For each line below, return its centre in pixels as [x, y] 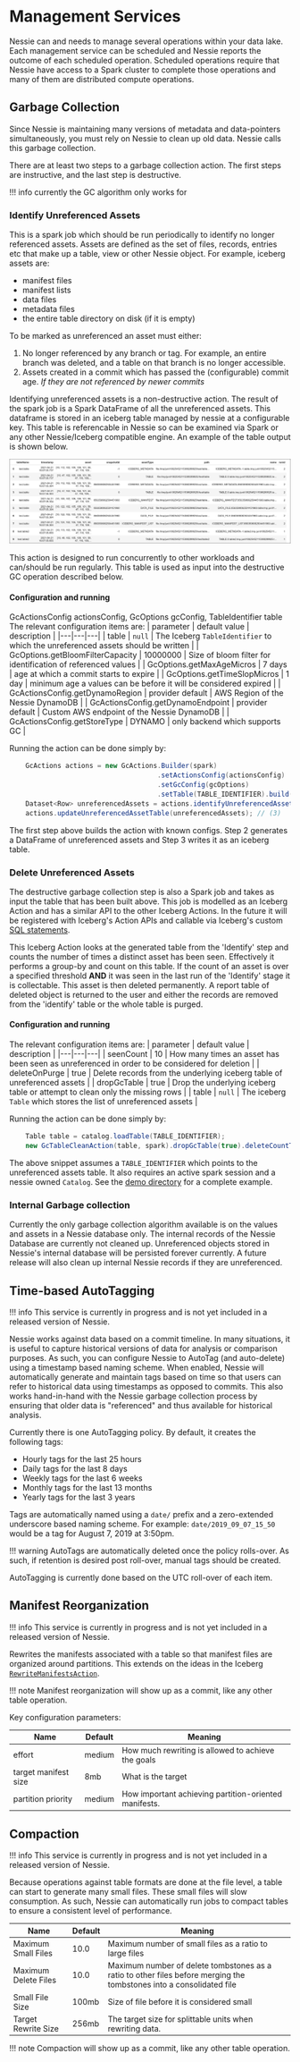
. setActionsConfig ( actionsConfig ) [221, 775]
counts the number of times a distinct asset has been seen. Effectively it [142, 956]
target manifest [41, 1771]
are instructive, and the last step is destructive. [95, 174]
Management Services [95, 17]
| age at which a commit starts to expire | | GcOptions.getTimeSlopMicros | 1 [150, 674]
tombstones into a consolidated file [172, 1985]
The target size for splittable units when [180, 2019]
